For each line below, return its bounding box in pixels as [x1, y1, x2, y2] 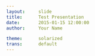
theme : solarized [6, 36, 63, 42]
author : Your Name [6, 25, 63, 31]
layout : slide [6, 8, 52, 15]
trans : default [6, 41, 58, 47]
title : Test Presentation [6, 14, 84, 20]
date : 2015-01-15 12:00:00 [6, 19, 90, 25]
